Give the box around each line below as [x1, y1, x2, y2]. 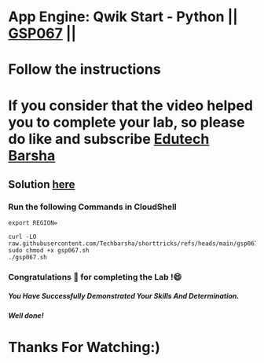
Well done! [8, 311, 45, 321]
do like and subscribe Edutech [8, 130, 210, 148]
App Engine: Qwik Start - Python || [8, 8, 238, 26]
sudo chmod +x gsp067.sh [8, 247, 90, 255]
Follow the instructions [8, 60, 161, 79]
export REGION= [8, 219, 58, 227]
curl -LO [8, 233, 37, 241]
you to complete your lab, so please [8, 113, 245, 131]
